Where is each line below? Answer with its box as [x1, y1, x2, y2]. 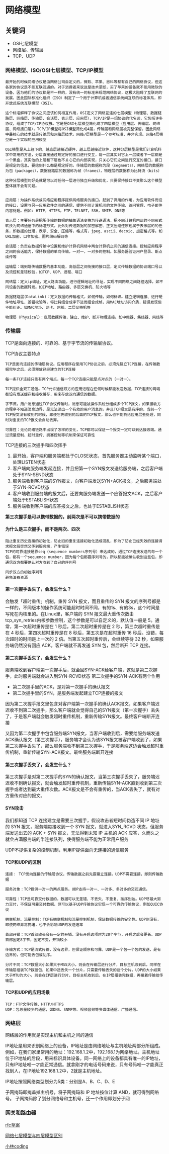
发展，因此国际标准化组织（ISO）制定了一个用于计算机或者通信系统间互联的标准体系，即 [5, 96, 162, 101]
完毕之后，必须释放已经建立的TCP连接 [9, 367, 76, 372]
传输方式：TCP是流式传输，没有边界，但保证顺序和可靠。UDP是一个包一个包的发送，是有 [5, 947, 161, 952]
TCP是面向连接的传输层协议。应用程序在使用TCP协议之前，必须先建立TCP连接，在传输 [5, 362, 157, 367]
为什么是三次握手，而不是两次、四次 [5, 526, 80, 532]
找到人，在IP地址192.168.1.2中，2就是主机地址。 [5, 1068, 105, 1074]
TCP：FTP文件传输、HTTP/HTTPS [5, 1002, 64, 1007]
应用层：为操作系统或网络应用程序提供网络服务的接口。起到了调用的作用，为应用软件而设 [5, 198, 162, 203]
